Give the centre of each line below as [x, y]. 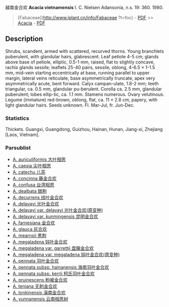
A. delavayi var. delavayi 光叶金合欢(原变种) [58, 210]
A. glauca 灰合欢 [30, 229]
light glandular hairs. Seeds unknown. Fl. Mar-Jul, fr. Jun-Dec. [70, 105]
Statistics [17, 118]
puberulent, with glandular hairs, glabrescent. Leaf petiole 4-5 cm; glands [82, 56]
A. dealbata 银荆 [30, 191]
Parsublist [18, 148]
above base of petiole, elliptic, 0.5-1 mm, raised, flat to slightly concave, [80, 62]
